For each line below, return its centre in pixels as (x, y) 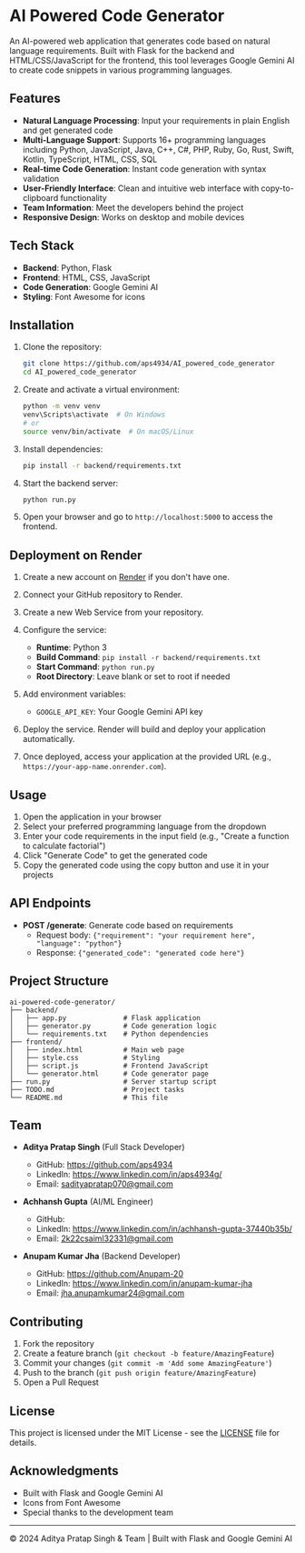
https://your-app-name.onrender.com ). (94, 766)
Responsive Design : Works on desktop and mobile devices (133, 217)
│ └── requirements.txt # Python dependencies (109, 1034)
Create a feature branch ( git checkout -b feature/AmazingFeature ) (148, 1353)
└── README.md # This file (89, 1097)
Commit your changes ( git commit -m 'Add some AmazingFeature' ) (147, 1363)
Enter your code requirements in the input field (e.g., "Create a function (156, 836)
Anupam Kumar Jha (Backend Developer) (102, 1257)
